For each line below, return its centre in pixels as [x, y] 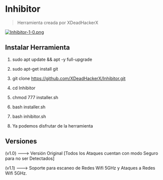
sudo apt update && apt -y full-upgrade [52, 59]
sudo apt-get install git [35, 69]
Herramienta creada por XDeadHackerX [58, 23]
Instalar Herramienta [37, 48]
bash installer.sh [29, 107]
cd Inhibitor [24, 88]
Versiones [21, 141]
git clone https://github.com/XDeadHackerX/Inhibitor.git [69, 78]
